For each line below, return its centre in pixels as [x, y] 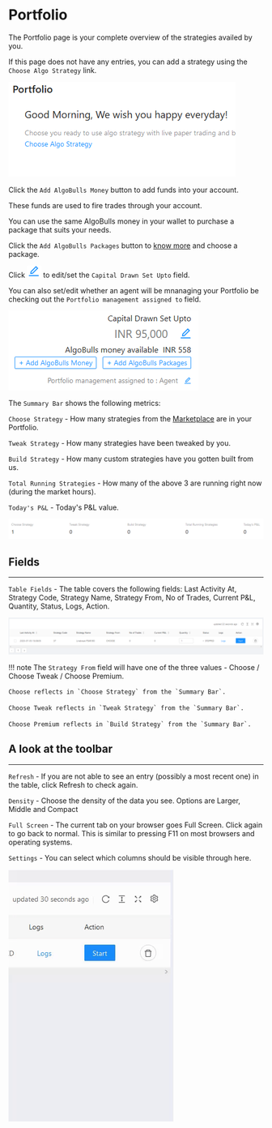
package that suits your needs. [60, 229]
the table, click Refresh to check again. [73, 784]
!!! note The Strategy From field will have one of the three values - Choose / [134, 667]
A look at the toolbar [61, 749]
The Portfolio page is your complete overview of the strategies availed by [130, 37]
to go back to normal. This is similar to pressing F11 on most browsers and [132, 833]
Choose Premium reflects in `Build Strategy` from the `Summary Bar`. [130, 724]
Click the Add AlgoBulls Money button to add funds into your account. [123, 190]
